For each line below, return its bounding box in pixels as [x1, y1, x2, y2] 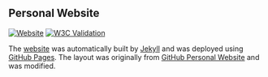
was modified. [8, 61, 56, 71]
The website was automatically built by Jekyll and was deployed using [8, 44, 244, 53]
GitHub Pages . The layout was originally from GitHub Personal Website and [8, 52, 260, 62]
